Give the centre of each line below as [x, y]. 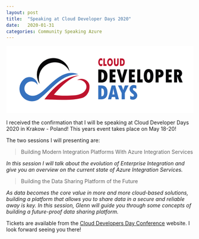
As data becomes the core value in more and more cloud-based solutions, [97, 193]
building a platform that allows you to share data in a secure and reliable [96, 199]
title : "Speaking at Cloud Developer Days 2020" [69, 19]
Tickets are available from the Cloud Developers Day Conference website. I [98, 224]
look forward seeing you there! [44, 229]
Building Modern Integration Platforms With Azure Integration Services [107, 152]
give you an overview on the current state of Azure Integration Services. [94, 170]
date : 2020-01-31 [30, 25]
